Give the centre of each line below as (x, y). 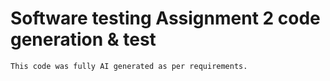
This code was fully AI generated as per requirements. (129, 66)
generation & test (83, 39)
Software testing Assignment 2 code (165, 18)
